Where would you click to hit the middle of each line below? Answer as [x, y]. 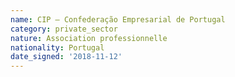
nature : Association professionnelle [89, 38]
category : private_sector [64, 29]
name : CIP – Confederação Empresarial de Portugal [118, 19]
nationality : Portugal [57, 47]
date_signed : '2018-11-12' [66, 57]
